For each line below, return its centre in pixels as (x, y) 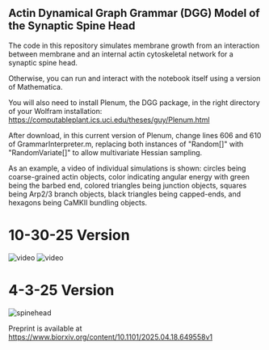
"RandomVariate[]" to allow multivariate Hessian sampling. (105, 152)
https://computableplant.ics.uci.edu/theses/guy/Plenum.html (109, 120)
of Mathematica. (36, 86)
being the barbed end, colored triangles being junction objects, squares (128, 185)
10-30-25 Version (69, 235)
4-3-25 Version (61, 290)
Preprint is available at (45, 328)
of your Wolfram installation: (55, 111)
